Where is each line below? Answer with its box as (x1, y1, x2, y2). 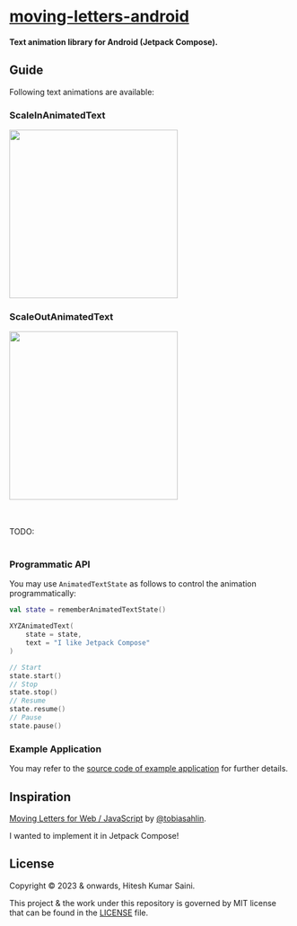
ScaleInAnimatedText (9, 109, 106, 121)
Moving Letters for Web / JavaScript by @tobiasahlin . (9, 813, 206, 824)
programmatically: (9, 588, 76, 599)
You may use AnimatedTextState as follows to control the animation (9, 578, 258, 589)
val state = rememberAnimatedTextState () (9, 605, 167, 614)
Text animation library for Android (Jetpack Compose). (9, 36, 218, 47)
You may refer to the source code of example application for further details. (9, 763, 289, 774)
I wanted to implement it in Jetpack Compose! (9, 830, 179, 841)
